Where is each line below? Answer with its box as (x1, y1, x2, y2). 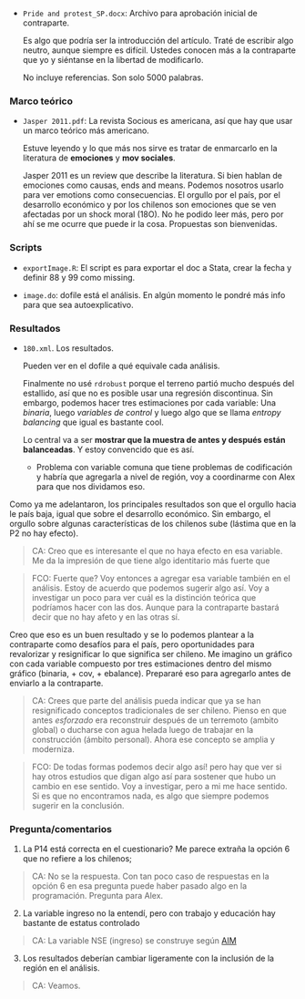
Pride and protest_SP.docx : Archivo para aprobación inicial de (22, 8, 258, 18)
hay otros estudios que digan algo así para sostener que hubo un (31, 770, 276, 782)
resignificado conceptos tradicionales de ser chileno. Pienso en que (31, 705, 287, 716)
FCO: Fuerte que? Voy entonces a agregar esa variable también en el (31, 572, 291, 583)
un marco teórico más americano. (22, 125, 150, 136)
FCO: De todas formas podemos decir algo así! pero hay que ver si (31, 761, 282, 772)
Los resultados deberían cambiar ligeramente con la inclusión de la (22, 953, 275, 964)
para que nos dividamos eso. (36, 480, 146, 491)
